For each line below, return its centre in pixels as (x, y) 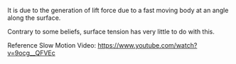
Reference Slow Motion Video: (52, 45)
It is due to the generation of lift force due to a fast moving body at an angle (118, 10)
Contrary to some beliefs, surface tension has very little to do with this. (111, 32)
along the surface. (34, 18)
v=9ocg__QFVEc (31, 53)
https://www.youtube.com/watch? (147, 45)
